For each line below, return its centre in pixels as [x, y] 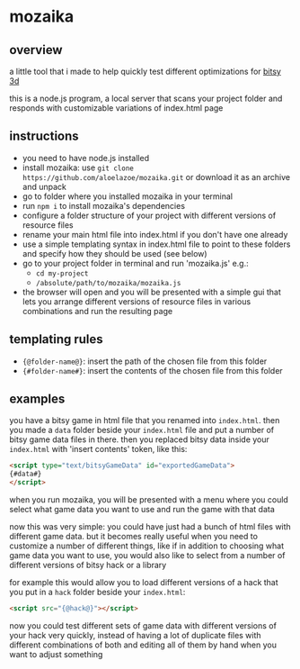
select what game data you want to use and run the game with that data [142, 510]
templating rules [56, 339]
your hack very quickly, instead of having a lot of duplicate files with [136, 635]
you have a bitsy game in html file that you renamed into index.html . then [145, 420]
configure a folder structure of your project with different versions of [149, 215]
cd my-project [62, 273]
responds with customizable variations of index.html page [116, 108]
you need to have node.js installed [86, 158]
